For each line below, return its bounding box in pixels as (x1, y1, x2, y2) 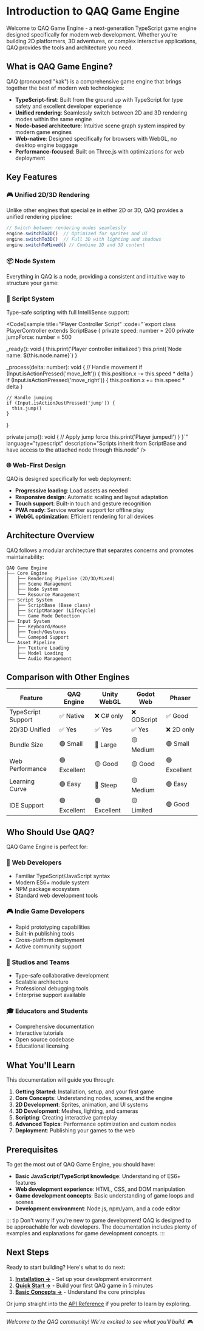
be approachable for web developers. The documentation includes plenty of (6, 1223, 197, 1230)
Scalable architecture (15, 978, 69, 985)
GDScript (131, 715, 158, 724)
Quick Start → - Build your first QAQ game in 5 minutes (15, 1282, 154, 1289)
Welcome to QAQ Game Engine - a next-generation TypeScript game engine (6, 24, 197, 32)
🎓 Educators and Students (6, 1007, 88, 1015)
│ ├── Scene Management (6, 581, 72, 587)
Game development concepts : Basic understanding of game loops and (15, 1192, 194, 1199)
